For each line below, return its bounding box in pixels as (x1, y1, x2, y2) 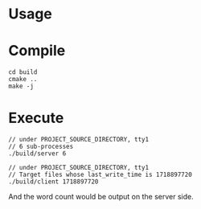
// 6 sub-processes (8, 142, 74, 151)
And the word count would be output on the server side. (8, 192, 195, 202)
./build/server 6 (8, 150, 67, 158)
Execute (8, 109, 64, 127)
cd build (8, 68, 38, 76)
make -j (8, 82, 35, 91)
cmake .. (8, 76, 38, 84)
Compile (8, 42, 66, 60)
